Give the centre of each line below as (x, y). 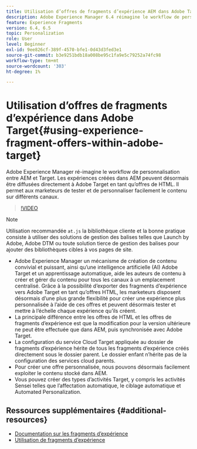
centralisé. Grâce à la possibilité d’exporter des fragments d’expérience (101, 286)
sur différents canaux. (33, 197)
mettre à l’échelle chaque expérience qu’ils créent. (75, 311)
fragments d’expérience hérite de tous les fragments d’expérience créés (102, 348)
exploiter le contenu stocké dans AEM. (61, 373)
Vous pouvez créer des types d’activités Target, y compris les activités (100, 380)
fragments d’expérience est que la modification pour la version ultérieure (103, 323)
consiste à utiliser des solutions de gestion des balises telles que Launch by (98, 237)
